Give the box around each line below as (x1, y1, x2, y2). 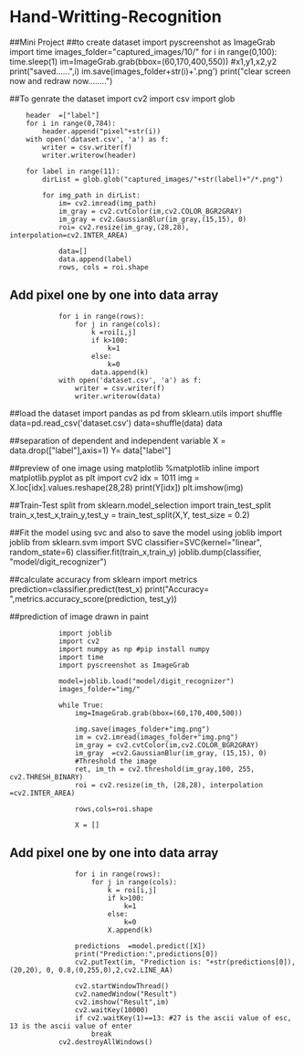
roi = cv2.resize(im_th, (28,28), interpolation (74, 780, 263, 789)
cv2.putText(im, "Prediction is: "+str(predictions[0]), (74, 957, 297, 966)
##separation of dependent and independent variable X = (9, 435, 226, 446)
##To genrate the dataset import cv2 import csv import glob (9, 93, 236, 104)
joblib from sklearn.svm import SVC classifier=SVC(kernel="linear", (9, 536, 263, 547)
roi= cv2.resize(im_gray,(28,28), (58, 222, 190, 232)
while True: (58, 701, 104, 710)
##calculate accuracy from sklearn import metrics (9, 574, 198, 585)
